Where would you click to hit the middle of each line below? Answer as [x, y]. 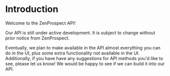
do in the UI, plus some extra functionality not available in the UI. [73, 53]
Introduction [32, 9]
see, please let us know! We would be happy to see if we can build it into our [85, 63]
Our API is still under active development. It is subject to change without [80, 32]
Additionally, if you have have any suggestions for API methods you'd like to [84, 58]
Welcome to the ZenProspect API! [40, 23]
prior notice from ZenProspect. [37, 38]
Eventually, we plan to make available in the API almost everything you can [83, 47]
